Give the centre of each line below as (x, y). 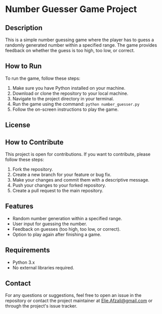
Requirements (27, 250)
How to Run (23, 66)
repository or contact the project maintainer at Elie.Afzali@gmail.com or (79, 301)
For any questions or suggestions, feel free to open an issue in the (73, 295)
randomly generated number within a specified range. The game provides (81, 45)
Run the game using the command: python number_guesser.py (76, 104)
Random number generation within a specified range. (67, 218)
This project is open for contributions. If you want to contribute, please (78, 154)
